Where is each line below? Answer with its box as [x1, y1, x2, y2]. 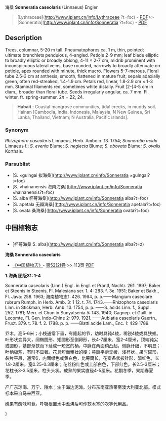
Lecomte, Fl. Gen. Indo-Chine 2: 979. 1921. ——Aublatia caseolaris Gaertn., [5, 315, 158, 321]
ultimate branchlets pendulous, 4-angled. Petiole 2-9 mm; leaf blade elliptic [5, 52, 159, 58]
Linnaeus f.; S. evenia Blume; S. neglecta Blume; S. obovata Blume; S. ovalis [5, 143, 161, 149]
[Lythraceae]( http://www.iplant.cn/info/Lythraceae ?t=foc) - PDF [17, 14, 149, 20]
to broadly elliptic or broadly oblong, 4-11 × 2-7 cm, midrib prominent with [5, 57, 156, 63]
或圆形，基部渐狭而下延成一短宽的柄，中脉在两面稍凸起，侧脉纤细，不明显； [5, 343, 161, 349]
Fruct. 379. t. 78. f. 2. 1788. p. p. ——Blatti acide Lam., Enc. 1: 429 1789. [5, 320, 150, 326]
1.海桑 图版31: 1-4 [5, 273, 41, 279]
